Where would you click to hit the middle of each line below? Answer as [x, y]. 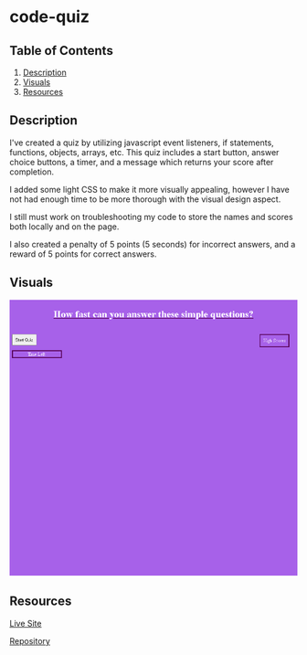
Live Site [26, 623]
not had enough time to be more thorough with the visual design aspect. [145, 199]
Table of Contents [62, 51]
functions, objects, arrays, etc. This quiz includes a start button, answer [144, 152]
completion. [32, 172]
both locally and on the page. [64, 227]
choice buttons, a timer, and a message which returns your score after [142, 162]
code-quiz [49, 17]
